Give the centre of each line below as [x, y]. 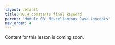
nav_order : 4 [18, 23]
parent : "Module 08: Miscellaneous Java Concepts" [58, 19]
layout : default [22, 10]
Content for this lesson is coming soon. [45, 37]
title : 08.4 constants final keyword [44, 14]
